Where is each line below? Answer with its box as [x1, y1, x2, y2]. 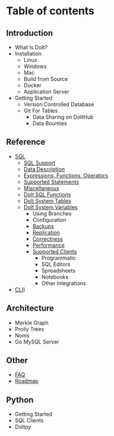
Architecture [6, 303, 55, 314]
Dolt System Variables [23, 203, 78, 211]
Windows [23, 63, 47, 70]
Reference [6, 137, 46, 147]
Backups [32, 222, 55, 230]
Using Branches [32, 210, 72, 217]
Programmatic [41, 254, 76, 261]
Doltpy [14, 423, 31, 431]
